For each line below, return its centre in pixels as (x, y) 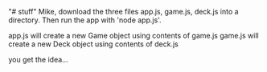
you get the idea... (38, 60)
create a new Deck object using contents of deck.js (93, 44)
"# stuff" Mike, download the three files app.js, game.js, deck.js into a (123, 12)
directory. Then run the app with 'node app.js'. (85, 20)
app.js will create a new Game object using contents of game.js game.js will (133, 36)
